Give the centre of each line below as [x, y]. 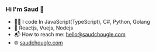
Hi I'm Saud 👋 [25, 9]
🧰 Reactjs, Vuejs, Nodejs [44, 28]
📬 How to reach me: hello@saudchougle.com [70, 35]
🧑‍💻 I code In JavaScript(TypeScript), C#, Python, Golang [82, 22]
